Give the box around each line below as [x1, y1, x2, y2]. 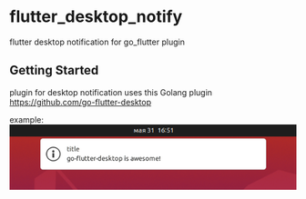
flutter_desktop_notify [9, 6, 183, 27]
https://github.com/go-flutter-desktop [9, 96, 152, 107]
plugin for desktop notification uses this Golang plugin [9, 86, 212, 97]
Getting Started [9, 63, 99, 78]
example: [9, 114, 44, 124]
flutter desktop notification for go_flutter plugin [9, 36, 185, 47]
